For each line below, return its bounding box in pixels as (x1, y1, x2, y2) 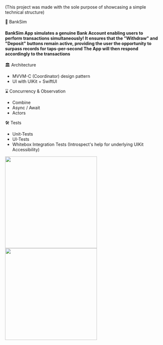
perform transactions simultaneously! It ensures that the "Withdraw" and (5, 35, 158, 41)
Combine (12, 100, 31, 106)
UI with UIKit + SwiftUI (12, 78, 57, 85)
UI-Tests (12, 137, 29, 142)
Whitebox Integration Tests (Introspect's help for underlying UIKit (12, 141, 144, 147)
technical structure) (5, 9, 45, 15)
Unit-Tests (12, 131, 33, 137)
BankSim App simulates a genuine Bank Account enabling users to (5, 30, 143, 36)
